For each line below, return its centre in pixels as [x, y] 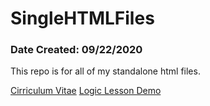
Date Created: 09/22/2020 [76, 50]
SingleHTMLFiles [82, 18]
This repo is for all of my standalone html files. [105, 71]
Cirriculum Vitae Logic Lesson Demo [86, 91]
